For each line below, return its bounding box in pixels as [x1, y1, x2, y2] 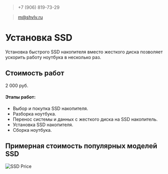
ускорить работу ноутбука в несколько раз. [5, 54, 101, 60]
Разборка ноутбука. [12, 110, 56, 117]
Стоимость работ [5, 69, 65, 78]
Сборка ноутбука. [12, 127, 52, 133]
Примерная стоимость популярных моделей [5, 142, 157, 151]
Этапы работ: [5, 94, 36, 100]
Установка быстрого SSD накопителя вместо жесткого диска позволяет [5, 48, 163, 55]
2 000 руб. [5, 82, 29, 89]
